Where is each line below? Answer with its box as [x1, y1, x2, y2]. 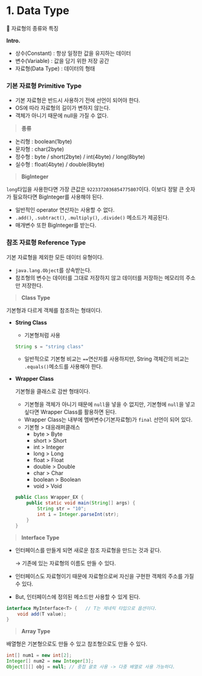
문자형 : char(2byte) [15, 145, 64, 153]
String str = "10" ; [37, 505, 86, 512]
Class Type [21, 294, 50, 301]
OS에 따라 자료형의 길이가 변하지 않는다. [15, 105, 111, 112]
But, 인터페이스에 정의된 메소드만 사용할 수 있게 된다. [15, 593, 141, 600]
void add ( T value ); [17, 611, 67, 617]
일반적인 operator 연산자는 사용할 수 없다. [15, 206, 115, 214]
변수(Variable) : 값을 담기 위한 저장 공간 [15, 57, 110, 64]
